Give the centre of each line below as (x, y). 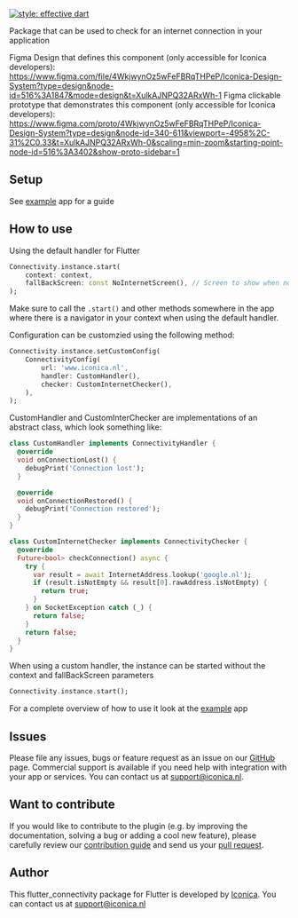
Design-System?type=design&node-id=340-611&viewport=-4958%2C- (140, 133)
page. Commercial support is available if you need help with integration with (148, 767)
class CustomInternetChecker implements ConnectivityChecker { (129, 542)
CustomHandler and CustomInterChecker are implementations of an (133, 418)
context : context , (59, 275)
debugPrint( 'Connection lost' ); (85, 468)
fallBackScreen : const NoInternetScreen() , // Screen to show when (152, 283)
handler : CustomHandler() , (91, 376)
